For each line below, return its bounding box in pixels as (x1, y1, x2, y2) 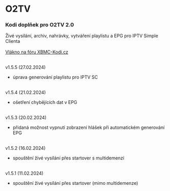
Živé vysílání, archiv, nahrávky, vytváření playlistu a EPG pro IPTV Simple (5, 33, 158, 39)
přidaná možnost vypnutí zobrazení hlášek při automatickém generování (12, 124, 165, 130)
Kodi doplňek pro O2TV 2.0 (5, 21, 74, 29)
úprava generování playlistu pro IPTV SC (12, 74, 98, 80)
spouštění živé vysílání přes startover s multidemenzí (12, 155, 125, 161)
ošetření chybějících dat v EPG (12, 99, 78, 105)
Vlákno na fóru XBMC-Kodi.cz (5, 49, 68, 55)
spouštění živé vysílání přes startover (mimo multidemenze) (12, 180, 138, 186)
